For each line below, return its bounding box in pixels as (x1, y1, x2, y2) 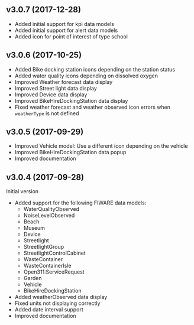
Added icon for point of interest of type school (14, 32, 128, 40)
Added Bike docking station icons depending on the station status (14, 66, 176, 73)
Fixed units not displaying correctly (14, 300, 101, 307)
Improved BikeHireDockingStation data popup (14, 149, 127, 156)
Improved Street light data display (14, 84, 98, 92)
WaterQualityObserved (23, 206, 80, 213)
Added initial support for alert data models (14, 27, 118, 34)
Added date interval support (14, 306, 84, 313)
